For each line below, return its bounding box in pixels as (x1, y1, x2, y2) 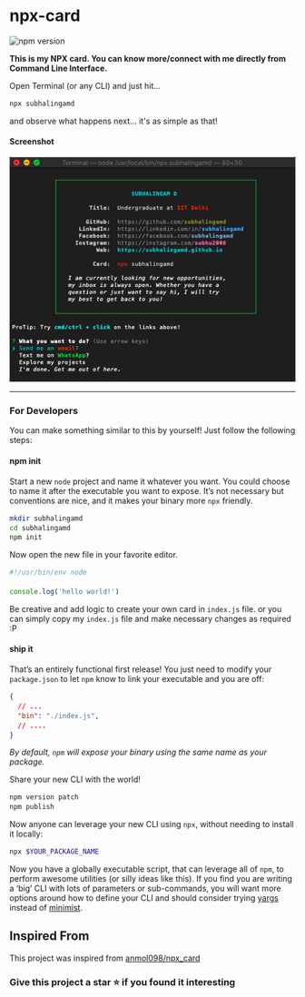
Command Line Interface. (9, 63, 108, 74)
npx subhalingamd (9, 99, 75, 108)
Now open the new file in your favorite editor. (9, 549, 179, 560)
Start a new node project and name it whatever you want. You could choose (9, 476, 290, 487)
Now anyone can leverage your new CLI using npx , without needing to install (9, 819, 295, 830)
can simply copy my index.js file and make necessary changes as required (9, 613, 292, 624)
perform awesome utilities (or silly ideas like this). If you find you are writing (9, 874, 293, 884)
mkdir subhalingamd (9, 514, 84, 523)
